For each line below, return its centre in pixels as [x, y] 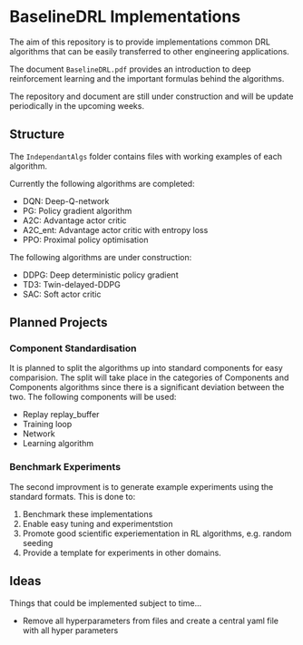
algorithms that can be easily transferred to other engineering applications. [150, 51]
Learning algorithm [58, 444]
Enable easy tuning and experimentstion [98, 523]
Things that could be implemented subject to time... [106, 603]
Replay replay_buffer [61, 415]
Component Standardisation [73, 348]
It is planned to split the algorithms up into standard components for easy [146, 368]
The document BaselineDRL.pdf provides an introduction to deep [130, 69]
